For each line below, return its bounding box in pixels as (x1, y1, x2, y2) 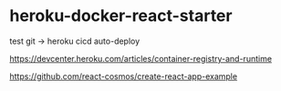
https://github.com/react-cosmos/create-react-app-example (9, 70, 238, 82)
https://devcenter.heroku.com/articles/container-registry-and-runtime (9, 53, 272, 64)
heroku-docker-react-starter (9, 5, 233, 26)
